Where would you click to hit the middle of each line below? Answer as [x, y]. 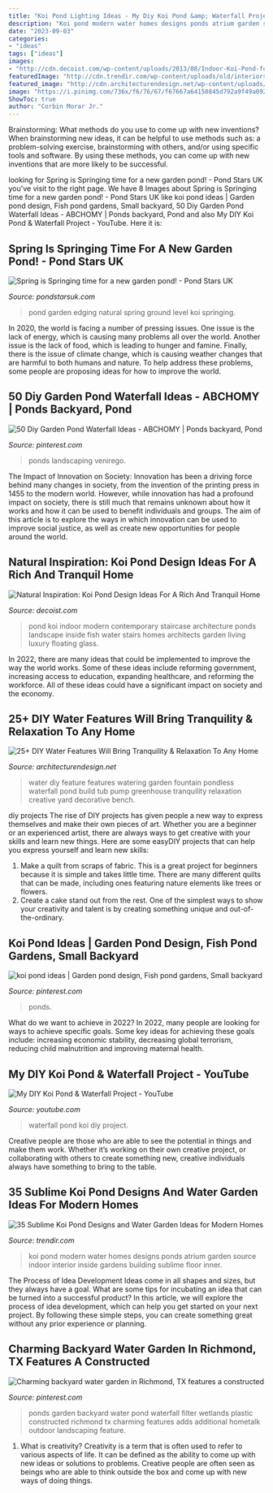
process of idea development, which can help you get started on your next [133, 1306]
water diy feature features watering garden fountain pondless [131, 783]
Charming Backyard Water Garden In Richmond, [132, 1349]
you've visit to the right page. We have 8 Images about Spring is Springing [133, 188]
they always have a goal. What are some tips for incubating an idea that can [135, 1289]
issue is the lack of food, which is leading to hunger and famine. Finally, [128, 345]
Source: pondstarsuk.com [52, 296]
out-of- [242, 909]
